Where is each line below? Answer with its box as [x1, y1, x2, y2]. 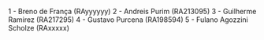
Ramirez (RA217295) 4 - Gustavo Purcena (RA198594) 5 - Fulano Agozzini [8, 15, 248, 24]
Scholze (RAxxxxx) [8, 24, 69, 32]
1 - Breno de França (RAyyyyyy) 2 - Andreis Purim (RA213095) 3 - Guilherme [8, 7, 257, 16]
